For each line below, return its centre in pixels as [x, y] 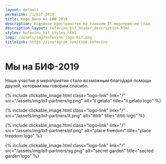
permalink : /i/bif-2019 [30, 14]
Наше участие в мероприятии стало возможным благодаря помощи [78, 81]
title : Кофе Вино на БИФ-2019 [37, 19]
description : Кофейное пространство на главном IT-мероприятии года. [79, 24]
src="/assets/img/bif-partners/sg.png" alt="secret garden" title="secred [80, 151]
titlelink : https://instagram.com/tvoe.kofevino [56, 42]
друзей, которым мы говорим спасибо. [47, 85]
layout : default [22, 10]
